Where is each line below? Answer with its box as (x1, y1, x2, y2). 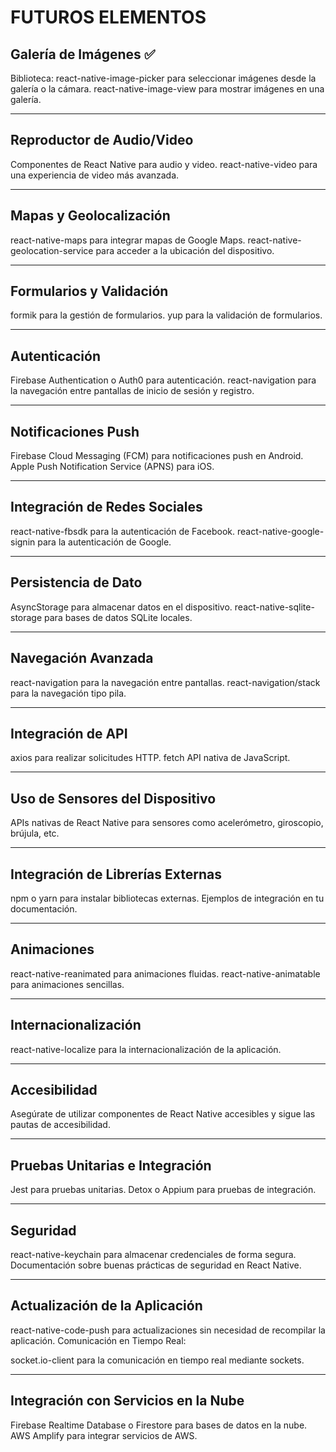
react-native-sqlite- (234, 601, 315, 613)
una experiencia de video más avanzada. (10, 169, 180, 181)
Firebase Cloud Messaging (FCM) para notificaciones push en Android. (10, 450, 304, 462)
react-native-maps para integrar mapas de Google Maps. (10, 234, 246, 246)
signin (10, 536, 36, 548)
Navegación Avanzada (10, 650, 154, 667)
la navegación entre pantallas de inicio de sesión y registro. (10, 385, 255, 397)
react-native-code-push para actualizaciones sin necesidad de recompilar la (10, 1324, 326, 1336)
